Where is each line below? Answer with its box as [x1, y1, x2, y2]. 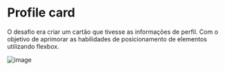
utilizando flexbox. [7, 42, 60, 50]
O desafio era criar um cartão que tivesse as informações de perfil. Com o [7, 28, 219, 36]
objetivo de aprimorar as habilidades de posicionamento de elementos [7, 34, 208, 43]
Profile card [7, 5, 76, 21]
